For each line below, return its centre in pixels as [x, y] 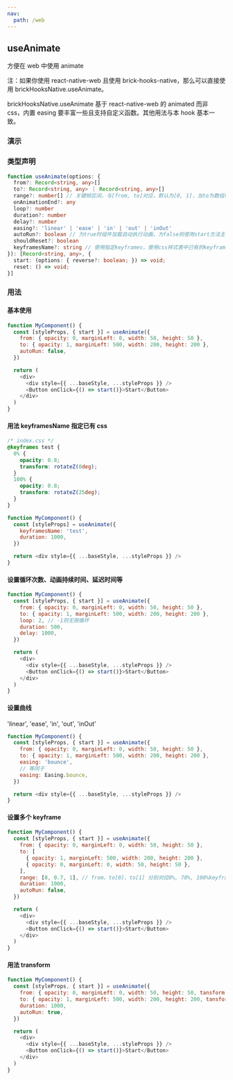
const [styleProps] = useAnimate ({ [65, 524]
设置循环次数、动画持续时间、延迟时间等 [65, 579]
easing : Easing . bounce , [54, 775]
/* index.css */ [31, 441]
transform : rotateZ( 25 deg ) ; [60, 493]
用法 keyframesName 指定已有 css [57, 425]
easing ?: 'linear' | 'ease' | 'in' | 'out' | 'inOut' [93, 228]
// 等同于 [32, 769]
